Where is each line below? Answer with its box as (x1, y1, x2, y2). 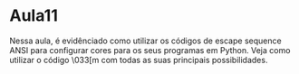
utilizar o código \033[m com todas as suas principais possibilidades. (9, 54, 268, 65)
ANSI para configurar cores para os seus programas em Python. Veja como (9, 44, 291, 55)
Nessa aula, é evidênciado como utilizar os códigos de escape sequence (9, 35, 283, 46)
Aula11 (9, 5, 59, 26)
